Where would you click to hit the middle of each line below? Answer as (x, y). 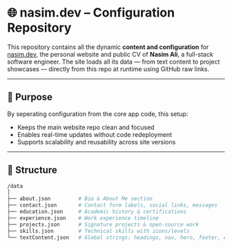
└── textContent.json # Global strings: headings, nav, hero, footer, (114, 237)
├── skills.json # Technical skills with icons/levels (98, 231)
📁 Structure (32, 170)
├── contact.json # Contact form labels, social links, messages (112, 205)
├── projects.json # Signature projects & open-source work (103, 225)
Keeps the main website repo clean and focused (86, 127)
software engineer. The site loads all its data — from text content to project (114, 61)
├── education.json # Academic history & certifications (97, 212)
